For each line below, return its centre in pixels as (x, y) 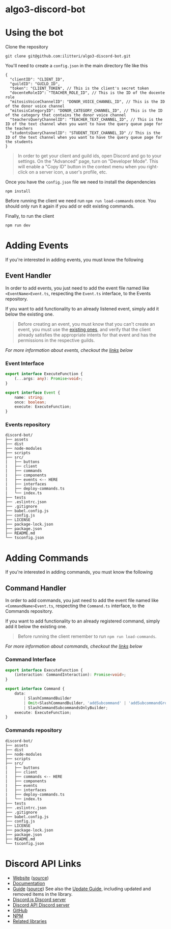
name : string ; (29, 397)
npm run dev (18, 225)
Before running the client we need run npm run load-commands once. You (81, 201)
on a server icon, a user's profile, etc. (68, 172)
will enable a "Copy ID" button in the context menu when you (82, 167)
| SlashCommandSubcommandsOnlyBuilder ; (66, 708)
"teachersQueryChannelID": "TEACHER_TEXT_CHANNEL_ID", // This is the (86, 120)
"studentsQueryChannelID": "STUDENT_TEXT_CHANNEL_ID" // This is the (85, 133)
